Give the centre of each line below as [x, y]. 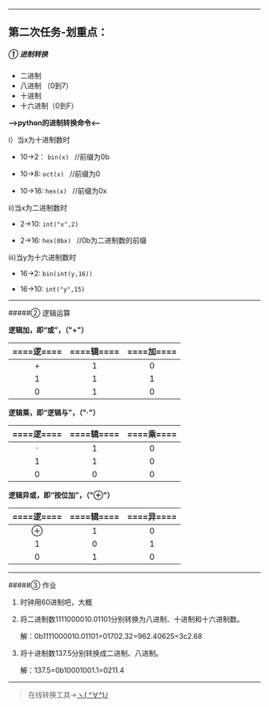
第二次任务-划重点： [58, 32]
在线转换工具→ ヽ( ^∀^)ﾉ [68, 695]
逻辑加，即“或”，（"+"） [48, 330]
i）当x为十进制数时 [39, 140]
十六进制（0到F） [49, 106]
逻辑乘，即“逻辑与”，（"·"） [54, 412]
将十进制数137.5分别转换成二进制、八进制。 [91, 653]
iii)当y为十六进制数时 [42, 258]
